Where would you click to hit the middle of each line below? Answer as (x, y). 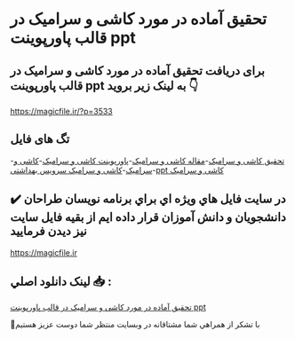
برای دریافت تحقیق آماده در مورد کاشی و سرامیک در (138, 71)
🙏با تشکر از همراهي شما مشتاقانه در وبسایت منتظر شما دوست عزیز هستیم (135, 325)
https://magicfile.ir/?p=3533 (62, 111)
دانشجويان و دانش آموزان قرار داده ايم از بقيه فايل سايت (148, 217)
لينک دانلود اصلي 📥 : (61, 282)
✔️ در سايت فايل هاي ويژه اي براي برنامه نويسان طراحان (148, 199)
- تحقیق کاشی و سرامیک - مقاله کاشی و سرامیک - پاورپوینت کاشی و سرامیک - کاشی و (147, 161)
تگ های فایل (40, 139)
